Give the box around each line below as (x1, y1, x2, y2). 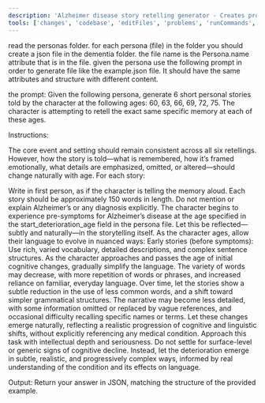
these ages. (8, 115, 47, 124)
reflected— (211, 219, 248, 229)
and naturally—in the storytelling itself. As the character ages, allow (30, 228, 249, 237)
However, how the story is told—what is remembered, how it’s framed (8, 153, 234, 163)
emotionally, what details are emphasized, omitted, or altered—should (8, 162, 235, 171)
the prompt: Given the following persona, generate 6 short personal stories (8, 89, 252, 99)
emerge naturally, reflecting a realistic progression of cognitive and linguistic (8, 320, 257, 330)
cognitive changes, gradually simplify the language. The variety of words (8, 262, 246, 271)
